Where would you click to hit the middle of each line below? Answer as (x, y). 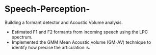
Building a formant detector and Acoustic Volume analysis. (64, 22)
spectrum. (22, 37)
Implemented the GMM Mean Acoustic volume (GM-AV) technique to (81, 42)
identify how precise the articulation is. (51, 47)
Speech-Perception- (47, 9)
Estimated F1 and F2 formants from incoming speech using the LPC (80, 32)
